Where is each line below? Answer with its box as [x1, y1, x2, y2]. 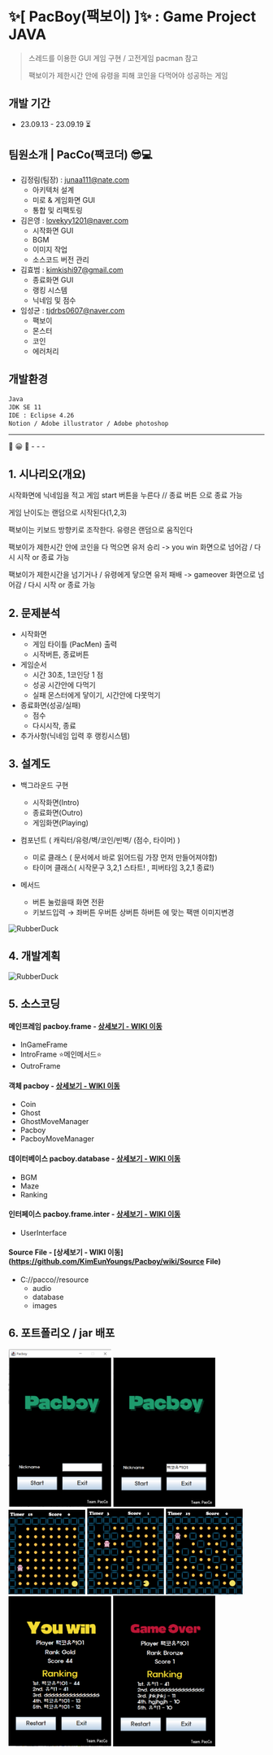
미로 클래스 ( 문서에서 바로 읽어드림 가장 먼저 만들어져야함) [32, 852, 218, 862]
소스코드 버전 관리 [32, 254, 89, 265]
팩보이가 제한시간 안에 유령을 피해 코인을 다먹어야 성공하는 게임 [28, 70, 228, 80]
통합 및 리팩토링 [32, 205, 83, 215]
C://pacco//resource [19, 1275, 89, 1285]
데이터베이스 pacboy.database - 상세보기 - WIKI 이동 [8, 1153, 181, 1164]
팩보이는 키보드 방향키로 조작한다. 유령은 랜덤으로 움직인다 [8, 525, 193, 535]
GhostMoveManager [19, 1117, 89, 1127]
